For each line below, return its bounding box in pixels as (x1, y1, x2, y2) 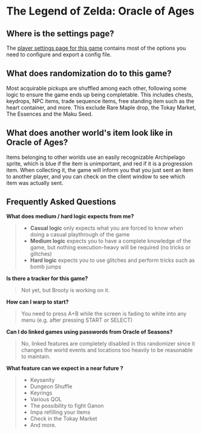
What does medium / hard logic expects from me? (6, 213, 134, 220)
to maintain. (21, 353, 51, 360)
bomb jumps (30, 263, 62, 270)
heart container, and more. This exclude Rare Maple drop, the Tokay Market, (6, 104, 197, 111)
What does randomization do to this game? (6, 68, 172, 79)
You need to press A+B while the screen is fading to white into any (21, 310, 187, 318)
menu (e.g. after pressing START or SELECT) (21, 316, 133, 324)
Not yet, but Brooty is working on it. (21, 287, 110, 294)
